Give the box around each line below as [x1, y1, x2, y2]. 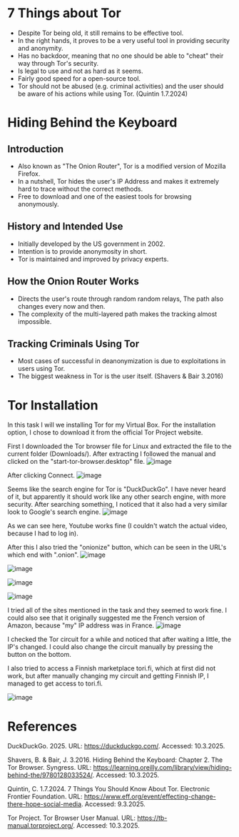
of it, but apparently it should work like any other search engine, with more [7, 492, 226, 501]
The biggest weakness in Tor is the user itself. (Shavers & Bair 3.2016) [17, 372, 223, 380]
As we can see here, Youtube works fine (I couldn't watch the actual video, [7, 522, 228, 530]
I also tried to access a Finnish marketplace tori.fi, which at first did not [7, 664, 216, 673]
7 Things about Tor [7, 5, 121, 21]
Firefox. [17, 169, 41, 178]
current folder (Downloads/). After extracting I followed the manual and [7, 450, 216, 458]
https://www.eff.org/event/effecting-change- [83, 792, 216, 801]
